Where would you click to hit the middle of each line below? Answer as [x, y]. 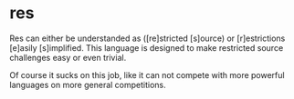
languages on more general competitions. [88, 84]
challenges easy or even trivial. [68, 57]
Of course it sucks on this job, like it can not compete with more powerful [147, 74]
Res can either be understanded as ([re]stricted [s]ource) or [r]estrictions [147, 38]
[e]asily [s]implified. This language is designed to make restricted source [147, 47]
